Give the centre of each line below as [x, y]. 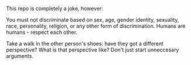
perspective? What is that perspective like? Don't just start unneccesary [93, 50]
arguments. [20, 56]
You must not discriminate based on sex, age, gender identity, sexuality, [93, 20]
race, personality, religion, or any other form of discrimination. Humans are [96, 26]
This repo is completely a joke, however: [55, 8]
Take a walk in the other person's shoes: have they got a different [85, 44]
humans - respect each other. [42, 32]
